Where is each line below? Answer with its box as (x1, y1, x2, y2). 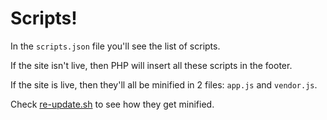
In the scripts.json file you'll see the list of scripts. (10, 40, 221, 52)
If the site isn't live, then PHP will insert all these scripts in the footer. (10, 59, 293, 71)
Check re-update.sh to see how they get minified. (10, 98, 215, 110)
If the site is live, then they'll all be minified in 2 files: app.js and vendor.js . (10, 78, 318, 91)
